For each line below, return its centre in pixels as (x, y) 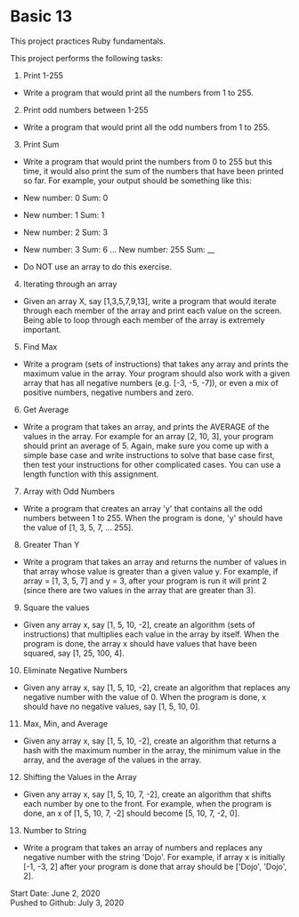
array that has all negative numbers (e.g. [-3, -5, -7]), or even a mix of (150, 382)
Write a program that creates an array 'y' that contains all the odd (143, 508)
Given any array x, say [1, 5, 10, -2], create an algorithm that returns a (149, 741)
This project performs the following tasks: (87, 58)
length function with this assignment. (91, 474)
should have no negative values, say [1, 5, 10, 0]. (112, 706)
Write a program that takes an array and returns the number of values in (155, 561)
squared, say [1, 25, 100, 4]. (73, 653)
